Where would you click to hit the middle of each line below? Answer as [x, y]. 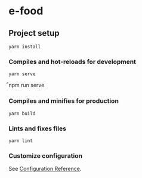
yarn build [22, 113]
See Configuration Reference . [45, 169]
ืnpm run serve [27, 85]
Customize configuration [46, 155]
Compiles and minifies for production [64, 101]
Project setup [34, 33]
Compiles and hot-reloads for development [72, 62]
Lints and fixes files [38, 128]
